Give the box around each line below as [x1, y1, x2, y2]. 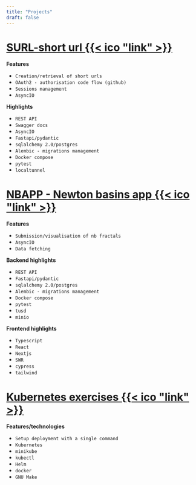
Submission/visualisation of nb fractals [15, 233, 121, 239]
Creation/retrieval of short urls [15, 73, 102, 79]
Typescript [15, 338, 43, 344]
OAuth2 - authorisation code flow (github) [15, 80, 127, 86]
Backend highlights [6, 256, 56, 264]
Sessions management [15, 86, 67, 93]
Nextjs [15, 351, 32, 357]
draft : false [6, 15, 39, 21]
